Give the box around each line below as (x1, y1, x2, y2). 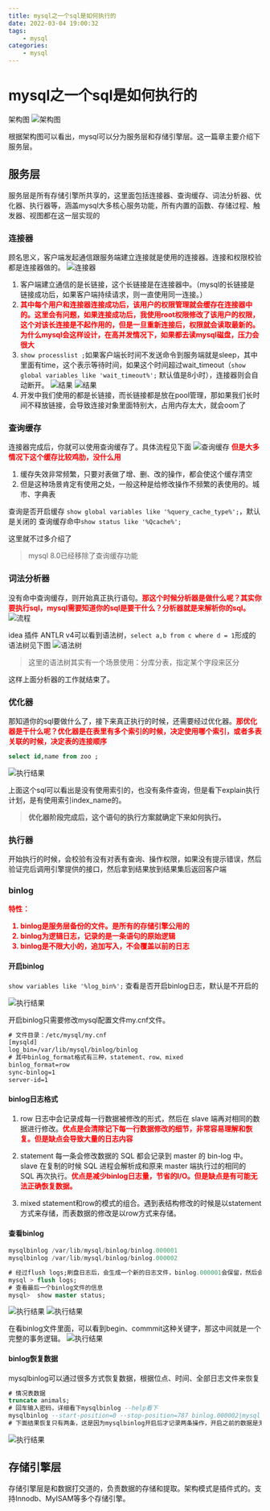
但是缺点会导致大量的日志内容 (34, 1133, 133, 1143)
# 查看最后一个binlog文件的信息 (8, 1283, 104, 1292)
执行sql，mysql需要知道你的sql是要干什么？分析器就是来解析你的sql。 (14, 603, 251, 613)
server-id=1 (8, 1075, 48, 1084)
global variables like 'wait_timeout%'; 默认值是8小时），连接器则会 (19, 370, 252, 380)
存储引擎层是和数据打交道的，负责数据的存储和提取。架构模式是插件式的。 (8, 1483, 255, 1493)
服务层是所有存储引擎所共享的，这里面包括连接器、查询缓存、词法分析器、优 (8, 190, 262, 200)
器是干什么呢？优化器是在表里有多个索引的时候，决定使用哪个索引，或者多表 (8, 726, 262, 736)
